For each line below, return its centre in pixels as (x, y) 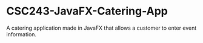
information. (22, 34)
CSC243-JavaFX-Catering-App (87, 11)
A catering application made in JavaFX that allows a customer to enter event (101, 28)
